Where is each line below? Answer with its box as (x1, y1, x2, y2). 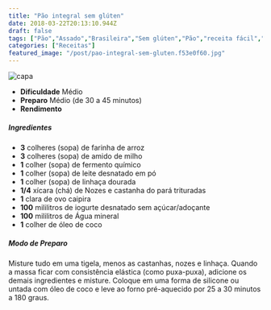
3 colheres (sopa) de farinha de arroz (19, 143, 145, 152)
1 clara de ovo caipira (19, 194, 91, 204)
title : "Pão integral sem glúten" (8, 11, 125, 20)
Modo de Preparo (8, 238, 69, 248)
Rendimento (19, 104, 62, 114)
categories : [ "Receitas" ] (8, 42, 95, 50)
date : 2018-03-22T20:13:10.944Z (8, 19, 117, 27)
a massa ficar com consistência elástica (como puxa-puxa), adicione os (8, 267, 248, 276)
